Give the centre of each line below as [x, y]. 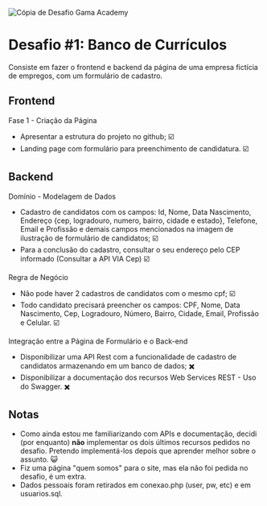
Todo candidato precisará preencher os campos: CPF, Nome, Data [130, 305]
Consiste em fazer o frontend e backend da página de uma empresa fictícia [133, 67]
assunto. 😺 [39, 459]
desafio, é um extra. [53, 477]
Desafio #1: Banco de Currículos [118, 45]
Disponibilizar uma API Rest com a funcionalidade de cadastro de [128, 356]
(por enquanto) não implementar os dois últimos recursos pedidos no [135, 442]
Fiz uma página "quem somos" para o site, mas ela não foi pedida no [134, 468]
